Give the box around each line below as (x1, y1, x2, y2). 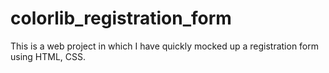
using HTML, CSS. (10, 50, 87, 62)
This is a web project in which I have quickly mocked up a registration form (10, 40, 320, 52)
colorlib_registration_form (10, 7, 232, 30)
